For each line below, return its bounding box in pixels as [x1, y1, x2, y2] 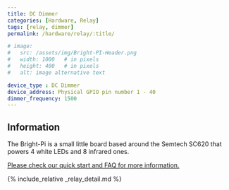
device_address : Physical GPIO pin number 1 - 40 [7, 88, 156, 95]
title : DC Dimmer [7, 10, 58, 18]
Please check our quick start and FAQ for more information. [7, 161, 180, 170]
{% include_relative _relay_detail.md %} [7, 174, 122, 184]
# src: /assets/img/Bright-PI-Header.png [7, 49, 137, 57]
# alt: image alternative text [7, 69, 106, 76]
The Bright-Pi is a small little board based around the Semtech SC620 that [7, 140, 222, 148]
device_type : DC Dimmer [7, 82, 80, 89]
